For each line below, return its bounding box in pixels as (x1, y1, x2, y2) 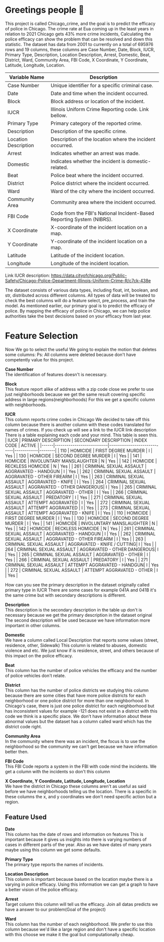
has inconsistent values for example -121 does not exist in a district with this (5, 708, 158, 714)
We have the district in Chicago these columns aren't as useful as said (5, 783, 146, 789)
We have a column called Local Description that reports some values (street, (5, 637, 159, 643)
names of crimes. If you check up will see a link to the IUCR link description (5, 426, 157, 432)
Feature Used (5, 813, 47, 821)
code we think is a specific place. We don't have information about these (5, 713, 151, 719)
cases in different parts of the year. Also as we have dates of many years (5, 841, 152, 848)
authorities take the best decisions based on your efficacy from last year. (5, 313, 152, 319)
